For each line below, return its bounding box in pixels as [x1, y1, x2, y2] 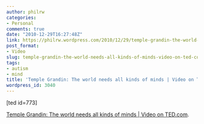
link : [6, 37, 20, 43]
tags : [6, 60, 20, 66]
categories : [6, 15, 36, 21]
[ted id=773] [6, 99, 38, 106]
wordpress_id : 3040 [6, 83, 56, 89]
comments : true [6, 26, 45, 32]
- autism [6, 65, 29, 72]
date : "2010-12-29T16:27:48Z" [6, 32, 83, 38]
